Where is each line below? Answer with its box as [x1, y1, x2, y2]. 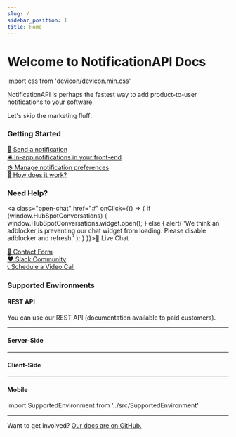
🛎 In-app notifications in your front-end [7, 152, 122, 162]
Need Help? [7, 188, 48, 197]
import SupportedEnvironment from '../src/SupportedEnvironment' [7, 401, 199, 410]
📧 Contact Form [7, 247, 53, 256]
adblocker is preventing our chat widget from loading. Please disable [7, 226, 206, 235]
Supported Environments [7, 280, 95, 290]
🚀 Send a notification [7, 145, 68, 153]
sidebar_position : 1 [7, 17, 68, 24]
